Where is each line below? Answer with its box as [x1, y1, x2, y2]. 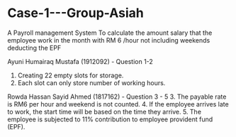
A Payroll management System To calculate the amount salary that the [7, 28, 213, 37]
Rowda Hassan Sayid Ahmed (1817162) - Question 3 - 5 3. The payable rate [7, 92, 227, 101]
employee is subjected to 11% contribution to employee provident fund [7, 115, 213, 124]
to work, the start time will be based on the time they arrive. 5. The [7, 107, 202, 116]
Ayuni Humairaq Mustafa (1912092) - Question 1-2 [7, 57, 154, 65]
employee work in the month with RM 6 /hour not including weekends [7, 35, 210, 44]
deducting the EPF [7, 43, 62, 52]
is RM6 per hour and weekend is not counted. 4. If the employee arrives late [7, 99, 229, 108]
